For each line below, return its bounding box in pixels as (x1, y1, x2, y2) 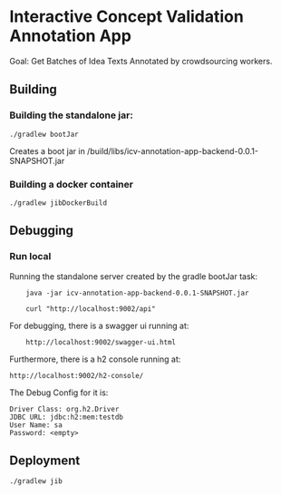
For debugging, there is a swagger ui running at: (9, 320, 189, 331)
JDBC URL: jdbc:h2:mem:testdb (9, 412, 124, 422)
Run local (9, 250, 52, 263)
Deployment (9, 453, 81, 468)
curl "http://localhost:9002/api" (25, 304, 156, 314)
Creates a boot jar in (9, 145, 86, 156)
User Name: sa (9, 420, 63, 430)
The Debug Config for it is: (9, 387, 109, 398)
